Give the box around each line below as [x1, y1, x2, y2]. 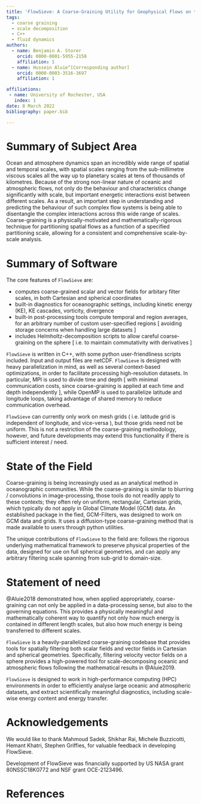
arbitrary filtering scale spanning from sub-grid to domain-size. [6, 554, 163, 562]
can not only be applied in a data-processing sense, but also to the [28, 602, 193, 609]
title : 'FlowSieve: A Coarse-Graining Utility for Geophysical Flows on [6, 8, 191, 15]
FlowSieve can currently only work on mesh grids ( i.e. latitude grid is [6, 413, 176, 420]
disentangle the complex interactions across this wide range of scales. [6, 210, 181, 217]
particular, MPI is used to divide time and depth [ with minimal [6, 376, 159, 383]
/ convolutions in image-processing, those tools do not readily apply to [6, 492, 181, 499]
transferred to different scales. [6, 627, 82, 635]
